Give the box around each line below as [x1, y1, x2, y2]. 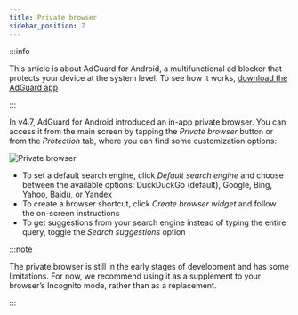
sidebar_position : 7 [9, 21, 86, 30]
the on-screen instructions [21, 207, 120, 218]
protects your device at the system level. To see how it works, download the [9, 72, 288, 83]
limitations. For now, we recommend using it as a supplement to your [9, 271, 262, 281]
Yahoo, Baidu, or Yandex [21, 189, 113, 199]
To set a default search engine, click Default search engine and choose [21, 170, 285, 181]
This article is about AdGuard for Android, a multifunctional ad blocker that [9, 63, 283, 74]
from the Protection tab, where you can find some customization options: [9, 135, 278, 146]
